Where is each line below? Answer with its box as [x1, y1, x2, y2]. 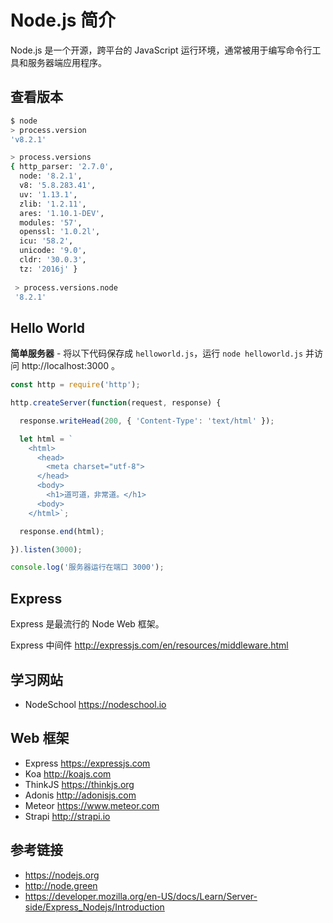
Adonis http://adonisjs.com [24, 789, 137, 801]
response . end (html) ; [19, 526, 105, 536]
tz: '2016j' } [19, 264, 78, 274]
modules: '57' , [19, 217, 83, 228]
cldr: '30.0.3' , [19, 255, 87, 265]
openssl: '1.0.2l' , [19, 227, 101, 237]
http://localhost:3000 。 [21, 360, 120, 372]
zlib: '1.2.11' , [19, 199, 87, 209]
